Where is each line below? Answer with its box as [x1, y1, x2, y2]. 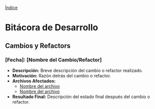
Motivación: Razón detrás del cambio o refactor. [12, 73, 111, 78]
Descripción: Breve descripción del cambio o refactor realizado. [12, 67, 143, 73]
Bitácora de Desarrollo [5, 22, 98, 33]
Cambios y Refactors [5, 41, 71, 50]
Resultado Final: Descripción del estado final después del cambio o [12, 94, 150, 100]
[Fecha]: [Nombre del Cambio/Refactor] [5, 56, 102, 63]
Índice [5, 5, 18, 10]
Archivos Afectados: [12, 78, 56, 84]
